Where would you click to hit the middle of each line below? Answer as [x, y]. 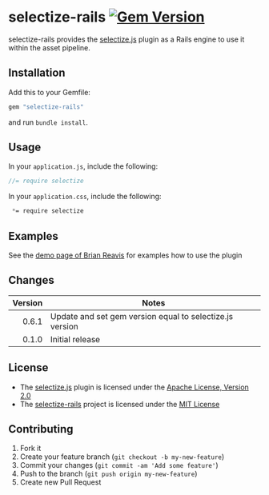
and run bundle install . [48, 122]
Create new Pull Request [60, 482]
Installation [37, 73]
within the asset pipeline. [49, 47]
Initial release [76, 339]
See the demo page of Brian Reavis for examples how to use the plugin [125, 255]
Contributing [41, 429]
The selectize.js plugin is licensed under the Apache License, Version [134, 387]
